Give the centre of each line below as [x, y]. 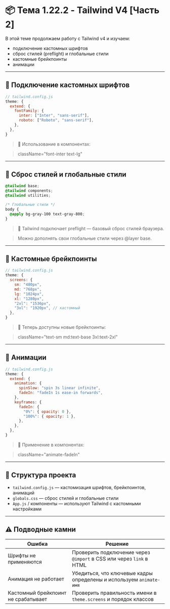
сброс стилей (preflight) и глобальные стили [60, 54]
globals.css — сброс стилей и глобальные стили [66, 498]
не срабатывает [27, 599]
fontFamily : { [29, 111]
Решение [117, 544]
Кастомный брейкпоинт [37, 593]
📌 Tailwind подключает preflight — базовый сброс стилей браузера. [91, 228]
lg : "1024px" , [29, 294]
